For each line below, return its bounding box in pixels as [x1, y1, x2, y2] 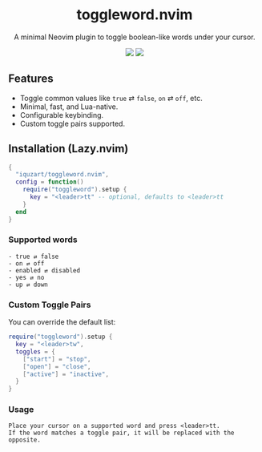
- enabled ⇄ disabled [8, 266, 81, 274]
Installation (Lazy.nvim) [8, 142, 129, 155]
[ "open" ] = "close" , [22, 362, 91, 370]
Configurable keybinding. [19, 110, 104, 119]
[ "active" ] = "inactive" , [22, 370, 110, 378]
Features [8, 72, 54, 86]
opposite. [8, 436, 42, 444]
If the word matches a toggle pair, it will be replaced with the [8, 429, 235, 438]
